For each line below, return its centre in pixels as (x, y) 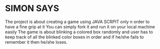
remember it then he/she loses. (36, 42)
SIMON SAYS (32, 8)
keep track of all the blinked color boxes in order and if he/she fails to (75, 37)
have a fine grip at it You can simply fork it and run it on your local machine (80, 26)
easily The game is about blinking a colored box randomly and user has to (79, 32)
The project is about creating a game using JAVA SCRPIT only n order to (77, 22)
